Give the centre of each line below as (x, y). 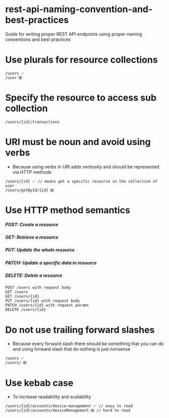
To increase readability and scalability (52, 397)
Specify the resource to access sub (81, 98)
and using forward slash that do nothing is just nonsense (71, 349)
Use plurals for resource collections (81, 60)
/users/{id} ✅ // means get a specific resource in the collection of (81, 181)
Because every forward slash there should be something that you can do (88, 344)
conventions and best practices (38, 39)
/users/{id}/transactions (32, 122)
